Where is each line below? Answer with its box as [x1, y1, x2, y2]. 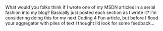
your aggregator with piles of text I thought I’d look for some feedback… [5, 20, 155, 26]
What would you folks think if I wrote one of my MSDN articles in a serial [5, 4, 155, 10]
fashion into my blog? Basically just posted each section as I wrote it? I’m [5, 9, 157, 15]
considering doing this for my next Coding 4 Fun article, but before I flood [5, 15, 158, 20]
